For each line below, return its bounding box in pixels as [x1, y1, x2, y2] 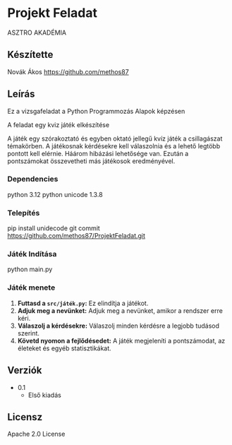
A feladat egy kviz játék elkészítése [7, 120, 110, 129]
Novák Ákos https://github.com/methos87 [7, 67, 129, 76]
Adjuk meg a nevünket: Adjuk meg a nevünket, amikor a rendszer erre [17, 306, 224, 315]
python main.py [7, 265, 53, 273]
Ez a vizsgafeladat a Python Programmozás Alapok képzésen [7, 107, 185, 115]
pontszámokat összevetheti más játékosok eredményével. [7, 157, 176, 165]
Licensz [7, 411, 43, 423]
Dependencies [7, 174, 59, 184]
